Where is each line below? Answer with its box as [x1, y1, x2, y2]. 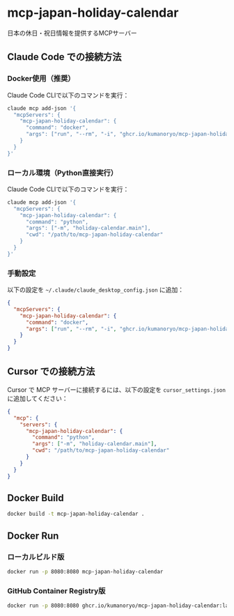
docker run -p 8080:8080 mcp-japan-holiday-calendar [7, 568, 164, 575]
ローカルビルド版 [7, 552, 65, 562]
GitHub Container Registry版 [7, 586, 106, 596]
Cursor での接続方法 [7, 365, 95, 377]
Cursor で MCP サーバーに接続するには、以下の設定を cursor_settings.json [7, 385, 226, 394]
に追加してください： [7, 394, 68, 402]
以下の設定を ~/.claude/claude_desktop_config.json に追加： [7, 285, 185, 294]
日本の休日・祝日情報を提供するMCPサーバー [7, 29, 137, 37]
